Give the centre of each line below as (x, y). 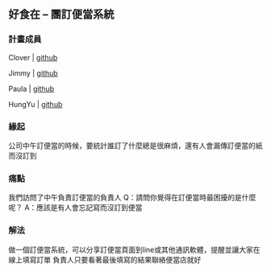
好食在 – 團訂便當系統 (61, 14)
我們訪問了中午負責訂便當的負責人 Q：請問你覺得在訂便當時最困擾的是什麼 (132, 198)
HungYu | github (35, 104)
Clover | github (33, 57)
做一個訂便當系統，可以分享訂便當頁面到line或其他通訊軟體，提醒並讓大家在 (134, 249)
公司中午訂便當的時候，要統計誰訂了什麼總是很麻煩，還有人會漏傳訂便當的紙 (135, 145)
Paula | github (31, 89)
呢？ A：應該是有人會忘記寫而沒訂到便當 (75, 208)
